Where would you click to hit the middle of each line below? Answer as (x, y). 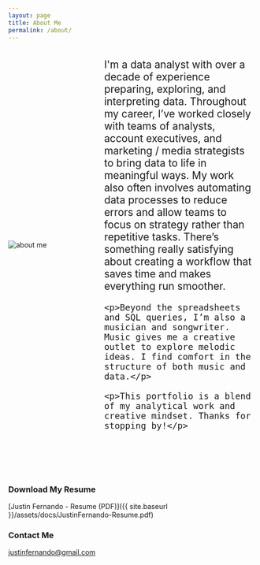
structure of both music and (175, 366)
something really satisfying (169, 249)
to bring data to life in (155, 164)
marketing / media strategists (174, 151)
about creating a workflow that (178, 262)
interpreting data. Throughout (175, 102)
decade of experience (157, 77)
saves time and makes (157, 274)
